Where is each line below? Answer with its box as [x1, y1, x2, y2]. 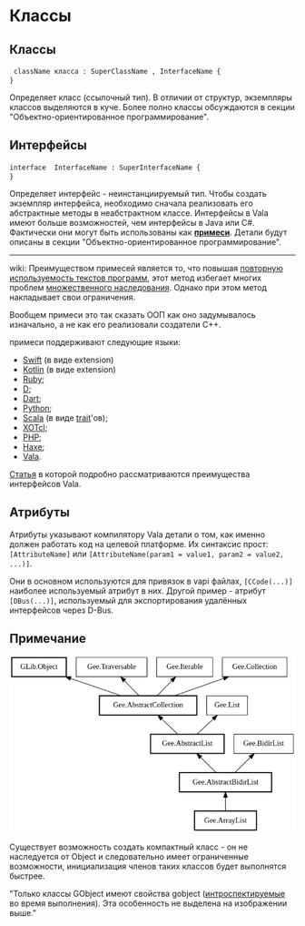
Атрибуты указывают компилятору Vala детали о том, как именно [9, 529, 266, 540]
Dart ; [22, 392, 43, 403]
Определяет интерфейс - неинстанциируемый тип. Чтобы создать [9, 188, 268, 198]
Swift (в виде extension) [22, 354, 114, 365]
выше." [9, 907, 37, 918]
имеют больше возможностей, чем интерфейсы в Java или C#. [9, 217, 255, 228]
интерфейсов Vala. [9, 478, 82, 489]
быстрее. [9, 870, 45, 881]
